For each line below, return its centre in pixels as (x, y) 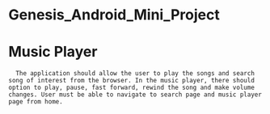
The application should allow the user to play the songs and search (135, 74)
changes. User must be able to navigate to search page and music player (135, 95)
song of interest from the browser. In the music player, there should (131, 81)
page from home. (36, 102)
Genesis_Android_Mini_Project (114, 15)
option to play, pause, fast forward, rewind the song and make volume (131, 88)
